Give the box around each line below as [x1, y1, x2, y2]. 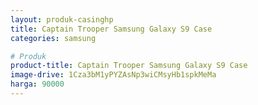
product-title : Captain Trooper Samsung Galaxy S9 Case [10, 61, 248, 71]
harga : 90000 [10, 79, 65, 90]
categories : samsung [10, 33, 97, 43]
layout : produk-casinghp [10, 14, 114, 25]
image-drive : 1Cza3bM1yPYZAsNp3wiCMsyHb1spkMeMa [10, 70, 217, 80]
